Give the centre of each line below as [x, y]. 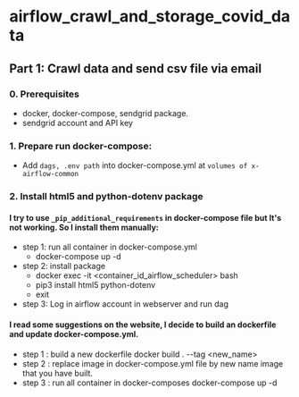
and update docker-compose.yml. [74, 334]
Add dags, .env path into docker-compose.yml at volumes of [135, 165]
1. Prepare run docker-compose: [81, 146]
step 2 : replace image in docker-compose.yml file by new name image [153, 363]
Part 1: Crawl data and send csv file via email [135, 68]
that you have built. [58, 373]
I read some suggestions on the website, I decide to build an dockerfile [143, 325]
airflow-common [50, 174]
